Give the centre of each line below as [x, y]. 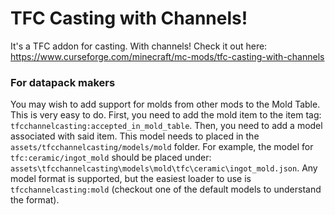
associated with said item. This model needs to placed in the [135, 136]
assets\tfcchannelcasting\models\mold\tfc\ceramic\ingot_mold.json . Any [164, 168]
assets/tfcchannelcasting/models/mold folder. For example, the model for [162, 147]
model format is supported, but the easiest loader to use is [131, 179]
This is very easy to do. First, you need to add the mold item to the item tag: [166, 115]
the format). [35, 200]
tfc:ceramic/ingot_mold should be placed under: [111, 158]
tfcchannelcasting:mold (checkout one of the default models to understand [166, 189]
